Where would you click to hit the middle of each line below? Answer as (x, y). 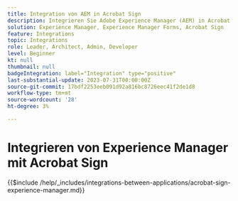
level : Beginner (31, 54)
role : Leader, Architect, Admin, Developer (73, 47)
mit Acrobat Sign (58, 163)
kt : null (20, 60)
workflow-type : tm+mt (39, 93)
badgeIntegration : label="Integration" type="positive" (92, 73)
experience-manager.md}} (46, 190)
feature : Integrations (41, 34)
